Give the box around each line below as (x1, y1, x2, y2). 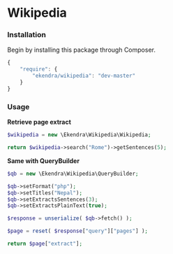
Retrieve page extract (7, 118, 72, 127)
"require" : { (20, 66, 58, 73)
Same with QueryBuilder (7, 156, 80, 165)
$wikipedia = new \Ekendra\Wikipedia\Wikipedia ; (7, 132, 151, 139)
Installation (7, 30, 47, 40)
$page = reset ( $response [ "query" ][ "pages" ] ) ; (7, 227, 149, 235)
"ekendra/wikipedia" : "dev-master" (32, 72, 136, 80)
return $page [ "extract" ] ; (7, 240, 82, 248)
